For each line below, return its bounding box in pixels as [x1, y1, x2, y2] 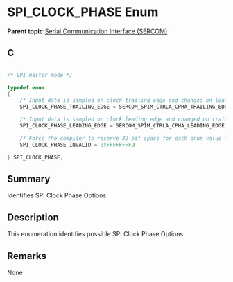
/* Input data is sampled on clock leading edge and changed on [19, 116, 209, 123]
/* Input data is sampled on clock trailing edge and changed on [19, 97, 213, 104]
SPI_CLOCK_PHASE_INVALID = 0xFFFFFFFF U [19, 141, 135, 148]
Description [7, 211, 59, 223]
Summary [7, 173, 51, 184]
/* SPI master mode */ [7, 71, 73, 78]
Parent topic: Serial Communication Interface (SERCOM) [7, 27, 168, 35]
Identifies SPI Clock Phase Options [7, 191, 106, 200]
